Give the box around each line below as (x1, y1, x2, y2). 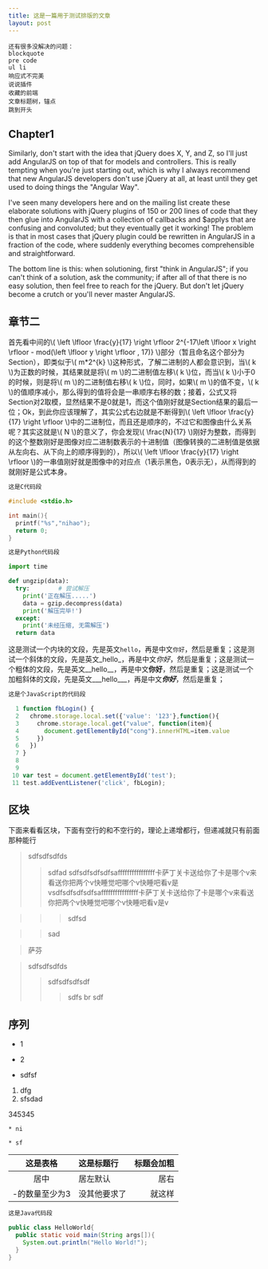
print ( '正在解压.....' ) (22, 592, 97, 600)
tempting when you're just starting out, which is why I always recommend (8, 165, 250, 175)
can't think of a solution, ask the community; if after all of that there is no (8, 273, 247, 282)
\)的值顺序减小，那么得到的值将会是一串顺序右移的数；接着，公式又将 (8, 388, 238, 397)
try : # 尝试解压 (15, 585, 90, 593)
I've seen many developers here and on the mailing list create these (8, 198, 231, 207)
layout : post (8, 19, 52, 27)
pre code (8, 57, 37, 65)
